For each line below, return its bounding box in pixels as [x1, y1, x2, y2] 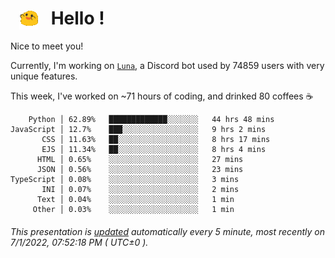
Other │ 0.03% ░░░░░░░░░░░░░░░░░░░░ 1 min [32, 205, 235, 215]
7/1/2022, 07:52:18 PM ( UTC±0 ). [10, 236, 149, 248]
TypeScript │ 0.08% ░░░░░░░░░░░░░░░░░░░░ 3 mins [10, 175, 240, 185]
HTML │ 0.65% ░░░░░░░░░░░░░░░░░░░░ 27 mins [36, 155, 244, 165]
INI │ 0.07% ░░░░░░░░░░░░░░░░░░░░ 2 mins [41, 185, 240, 195]
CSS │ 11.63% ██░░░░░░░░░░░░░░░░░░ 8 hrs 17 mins [41, 135, 271, 145]
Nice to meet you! [10, 40, 84, 52]
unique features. [10, 70, 78, 82]
